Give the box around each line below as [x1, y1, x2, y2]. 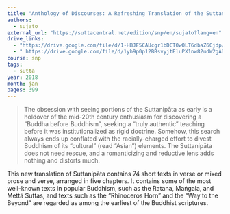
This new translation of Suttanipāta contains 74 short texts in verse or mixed [7, 169, 222, 178]
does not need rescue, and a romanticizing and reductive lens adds [23, 149, 214, 158]
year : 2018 [7, 73, 38, 81]
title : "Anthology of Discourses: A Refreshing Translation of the [7, 10, 204, 17]
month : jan [7, 80, 38, 87]
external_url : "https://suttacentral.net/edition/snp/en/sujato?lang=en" [7, 29, 222, 36]
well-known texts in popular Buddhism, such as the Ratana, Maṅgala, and [7, 185, 214, 193]
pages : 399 [7, 86, 38, 93]
